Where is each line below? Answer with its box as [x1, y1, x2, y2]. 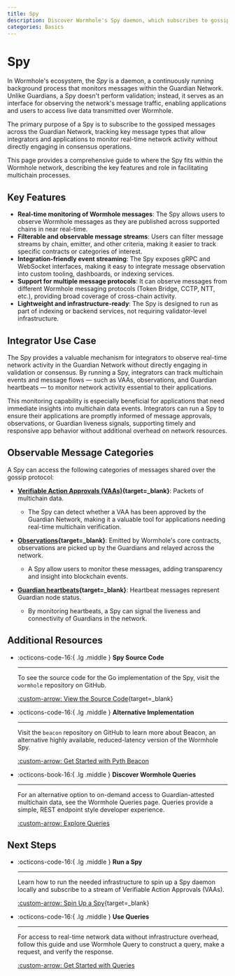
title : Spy [7, 10, 39, 18]
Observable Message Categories [7, 447, 154, 459]
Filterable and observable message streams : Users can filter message [17, 232, 224, 241]
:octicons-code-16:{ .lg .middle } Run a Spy [17, 857, 143, 867]
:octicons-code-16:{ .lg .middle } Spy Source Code [17, 653, 164, 662]
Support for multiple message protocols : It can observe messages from [17, 277, 227, 286]
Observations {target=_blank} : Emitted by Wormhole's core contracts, [17, 536, 222, 544]
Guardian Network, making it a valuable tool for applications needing [27, 515, 226, 523]
